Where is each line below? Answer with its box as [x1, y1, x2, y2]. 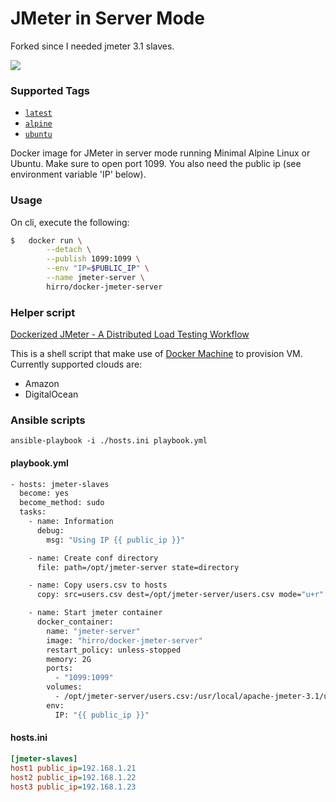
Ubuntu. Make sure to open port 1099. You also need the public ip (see [10, 158, 302, 170]
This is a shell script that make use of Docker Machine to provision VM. [10, 348, 303, 360]
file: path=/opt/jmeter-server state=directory [36, 562, 240, 572]
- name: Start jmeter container [28, 608, 163, 618]
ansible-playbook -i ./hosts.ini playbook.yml [10, 436, 208, 446]
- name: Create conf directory [28, 553, 159, 563]
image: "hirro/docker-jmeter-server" [46, 635, 203, 646]
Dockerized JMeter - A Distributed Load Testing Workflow [10, 328, 250, 341]
